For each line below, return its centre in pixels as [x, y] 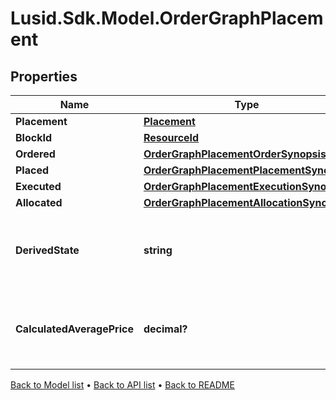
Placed [32, 170]
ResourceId [171, 137]
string [158, 250]
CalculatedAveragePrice [74, 329]
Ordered [35, 154]
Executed [38, 186]
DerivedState [47, 250]
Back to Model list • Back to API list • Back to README [122, 385]
